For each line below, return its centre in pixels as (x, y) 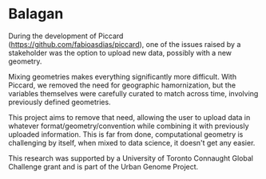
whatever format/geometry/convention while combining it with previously (129, 126)
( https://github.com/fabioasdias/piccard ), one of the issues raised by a (125, 44)
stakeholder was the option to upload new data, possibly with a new (120, 53)
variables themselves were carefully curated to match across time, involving (133, 93)
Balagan (36, 14)
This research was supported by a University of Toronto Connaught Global (131, 158)
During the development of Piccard (66, 36)
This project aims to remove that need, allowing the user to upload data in (129, 117)
